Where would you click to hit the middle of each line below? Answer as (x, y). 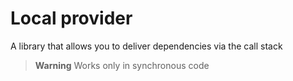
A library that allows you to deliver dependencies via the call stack (146, 46)
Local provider (71, 18)
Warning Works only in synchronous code (122, 65)
